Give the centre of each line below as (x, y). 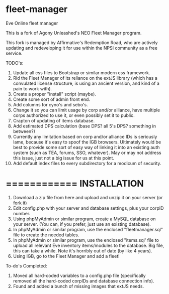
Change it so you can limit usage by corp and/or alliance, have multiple (87, 110)
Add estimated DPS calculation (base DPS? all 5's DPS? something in (84, 126)
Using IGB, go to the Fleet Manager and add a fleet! (66, 256)
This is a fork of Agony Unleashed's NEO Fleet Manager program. (74, 33)
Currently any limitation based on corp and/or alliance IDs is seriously (85, 136)
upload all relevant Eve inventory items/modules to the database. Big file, (89, 245)
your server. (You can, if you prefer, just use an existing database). (82, 224)
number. (22, 213)
